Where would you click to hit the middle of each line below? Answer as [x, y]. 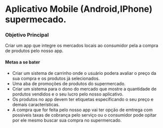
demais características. [36, 104]
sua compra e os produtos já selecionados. [56, 78]
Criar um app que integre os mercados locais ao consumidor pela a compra [82, 46]
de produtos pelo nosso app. [34, 51]
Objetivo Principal [27, 35]
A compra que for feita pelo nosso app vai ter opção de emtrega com [82, 110]
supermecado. [36, 19]
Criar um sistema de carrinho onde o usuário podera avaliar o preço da [84, 73]
